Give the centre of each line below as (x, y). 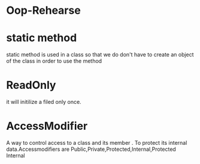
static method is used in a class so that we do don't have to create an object (100, 55)
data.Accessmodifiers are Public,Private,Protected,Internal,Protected (91, 149)
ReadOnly (31, 85)
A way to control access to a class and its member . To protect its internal (97, 143)
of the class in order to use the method (54, 61)
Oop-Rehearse (43, 11)
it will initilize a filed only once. (44, 102)
